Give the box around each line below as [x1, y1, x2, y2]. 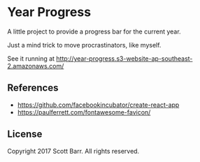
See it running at [7, 54, 55, 63]
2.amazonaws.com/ [7, 61, 64, 70]
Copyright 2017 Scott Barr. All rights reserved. [7, 147, 140, 155]
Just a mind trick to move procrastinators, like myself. [7, 40, 162, 49]
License [7, 128, 43, 140]
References [7, 82, 59, 94]
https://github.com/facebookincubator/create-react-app [17, 101, 180, 109]
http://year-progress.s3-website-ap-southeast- [55, 54, 193, 63]
